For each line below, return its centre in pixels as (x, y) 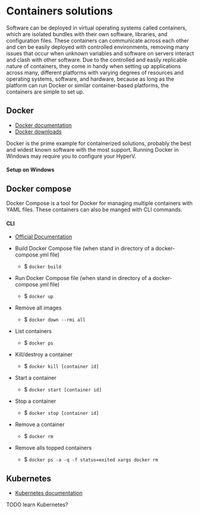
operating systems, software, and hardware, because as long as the (90, 79)
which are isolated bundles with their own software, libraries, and (87, 34)
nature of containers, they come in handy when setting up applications (94, 66)
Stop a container (35, 401)
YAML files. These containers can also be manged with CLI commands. (94, 210)
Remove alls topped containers (53, 448)
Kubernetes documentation (49, 493)
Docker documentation (43, 125)
